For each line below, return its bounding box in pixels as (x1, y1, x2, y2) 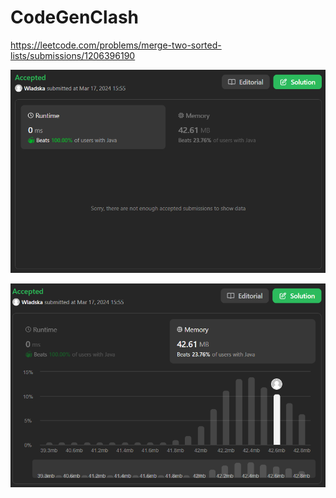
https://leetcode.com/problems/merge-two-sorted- (10, 39, 222, 51)
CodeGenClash (10, 6, 140, 29)
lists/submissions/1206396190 (10, 49, 136, 61)
